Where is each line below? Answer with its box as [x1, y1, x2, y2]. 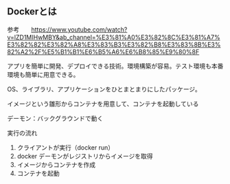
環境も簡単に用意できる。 [7, 70, 80, 78]
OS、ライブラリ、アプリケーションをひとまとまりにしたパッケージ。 [7, 84, 201, 93]
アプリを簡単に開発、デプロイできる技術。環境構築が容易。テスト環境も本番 [7, 62, 224, 70]
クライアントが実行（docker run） [16, 143, 115, 152]
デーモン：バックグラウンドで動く [7, 114, 104, 122]
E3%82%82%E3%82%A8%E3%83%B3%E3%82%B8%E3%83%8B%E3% [7, 40, 221, 49]
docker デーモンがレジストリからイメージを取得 [16, 152, 153, 160]
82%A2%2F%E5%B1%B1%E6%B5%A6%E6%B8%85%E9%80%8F [7, 47, 200, 56]
